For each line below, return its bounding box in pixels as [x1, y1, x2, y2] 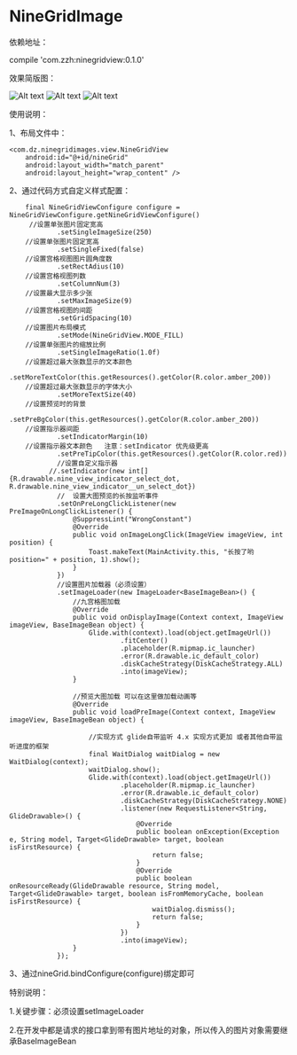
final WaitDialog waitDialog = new [88, 749, 220, 759]
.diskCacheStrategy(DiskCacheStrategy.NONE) [120, 796, 288, 805]
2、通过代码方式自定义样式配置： [9, 184, 131, 196]
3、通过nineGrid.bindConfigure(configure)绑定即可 [9, 968, 195, 979]
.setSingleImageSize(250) [56, 228, 152, 237]
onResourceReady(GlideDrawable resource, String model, [9, 881, 220, 890]
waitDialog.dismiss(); [152, 904, 237, 914]
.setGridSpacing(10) [56, 313, 133, 323]
